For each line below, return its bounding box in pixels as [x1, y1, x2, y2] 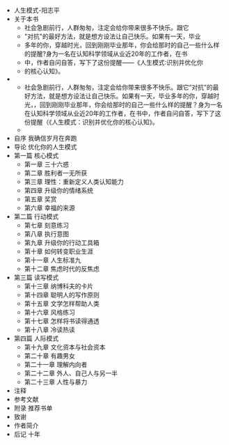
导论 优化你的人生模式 [13, 143, 77, 151]
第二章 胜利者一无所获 [24, 169, 88, 177]
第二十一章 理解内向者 [24, 361, 88, 368]
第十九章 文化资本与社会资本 [24, 343, 106, 351]
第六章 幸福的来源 [24, 204, 75, 212]
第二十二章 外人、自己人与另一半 [24, 369, 118, 377]
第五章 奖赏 [24, 195, 57, 203]
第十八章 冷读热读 [24, 326, 75, 334]
